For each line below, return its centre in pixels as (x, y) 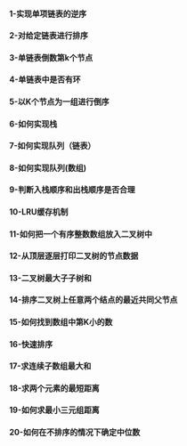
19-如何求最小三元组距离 (54, 410)
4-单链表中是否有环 (45, 79)
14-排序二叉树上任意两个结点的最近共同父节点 (93, 300)
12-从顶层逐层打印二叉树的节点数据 (74, 256)
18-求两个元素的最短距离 (54, 388)
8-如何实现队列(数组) (48, 167)
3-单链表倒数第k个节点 (51, 57)
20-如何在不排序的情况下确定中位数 (75, 432)
